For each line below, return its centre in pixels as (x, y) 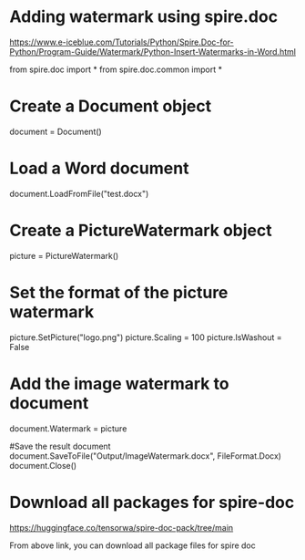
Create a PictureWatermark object (141, 231)
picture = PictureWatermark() (64, 255)
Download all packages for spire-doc (152, 502)
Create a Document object (111, 106)
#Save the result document (60, 446)
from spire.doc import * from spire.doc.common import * (116, 69)
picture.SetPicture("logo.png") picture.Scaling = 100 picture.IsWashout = (146, 337)
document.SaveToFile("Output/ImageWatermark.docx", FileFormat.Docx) (146, 456)
